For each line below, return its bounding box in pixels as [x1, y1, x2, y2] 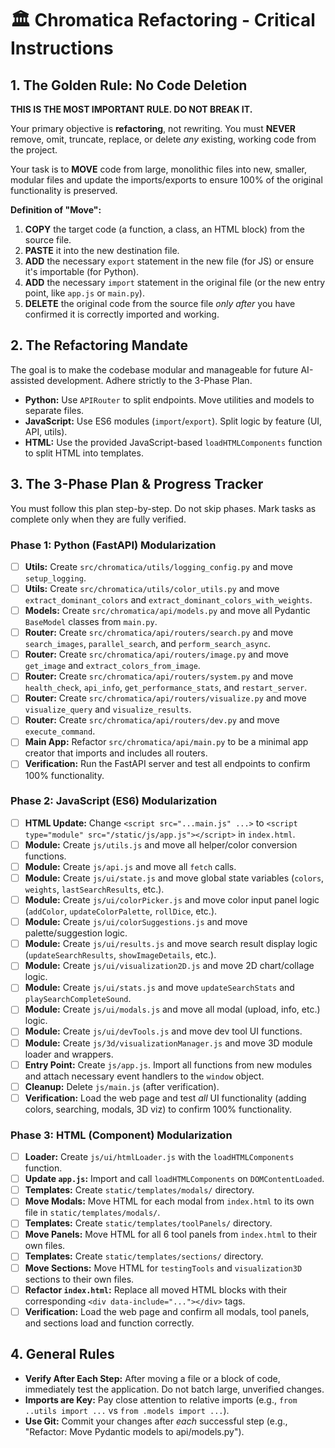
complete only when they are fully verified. [10, 513, 187, 525]
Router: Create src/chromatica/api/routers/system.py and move [24, 670, 294, 682]
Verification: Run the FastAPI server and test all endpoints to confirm [24, 758, 311, 770]
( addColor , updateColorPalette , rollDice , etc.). [24, 905, 218, 917]
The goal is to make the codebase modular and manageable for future [10, 363, 299, 376]
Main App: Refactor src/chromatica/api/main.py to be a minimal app [24, 736, 309, 748]
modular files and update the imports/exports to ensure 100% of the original [10, 174, 323, 186]
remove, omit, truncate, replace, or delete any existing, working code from [10, 133, 317, 145]
